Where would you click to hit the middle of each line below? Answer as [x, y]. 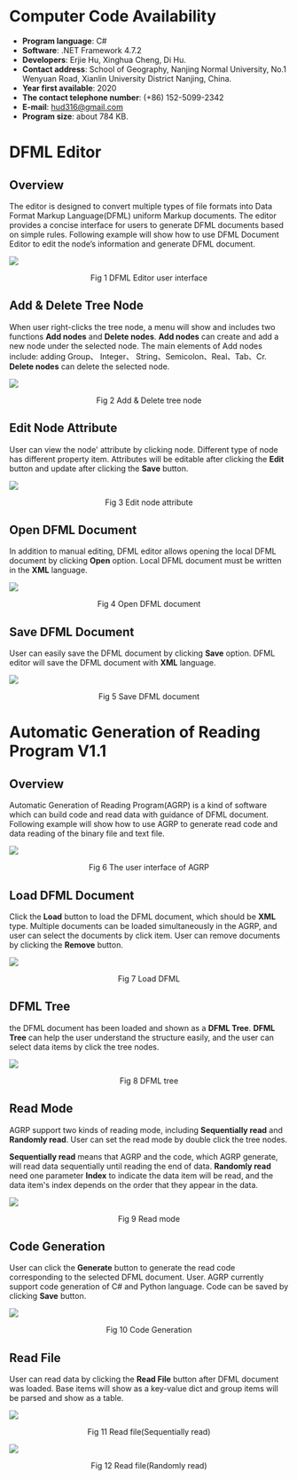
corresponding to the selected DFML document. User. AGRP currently [137, 1277]
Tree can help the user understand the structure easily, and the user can [142, 1037]
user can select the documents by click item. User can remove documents [145, 935]
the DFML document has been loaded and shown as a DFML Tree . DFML [142, 1027]
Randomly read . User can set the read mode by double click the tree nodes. [148, 1139]
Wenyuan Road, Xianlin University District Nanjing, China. [127, 78]
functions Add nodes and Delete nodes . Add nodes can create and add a [144, 336]
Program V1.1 [58, 751]
